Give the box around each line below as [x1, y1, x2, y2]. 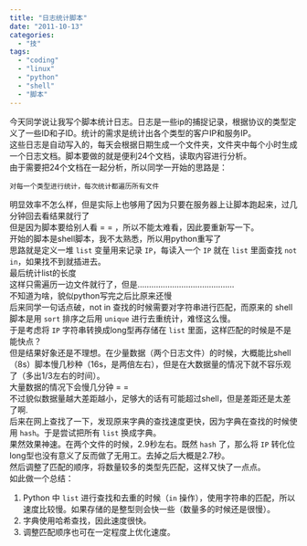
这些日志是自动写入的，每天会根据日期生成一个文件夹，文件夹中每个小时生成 [9, 139, 298, 150]
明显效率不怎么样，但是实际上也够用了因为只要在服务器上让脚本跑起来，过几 [9, 198, 298, 210]
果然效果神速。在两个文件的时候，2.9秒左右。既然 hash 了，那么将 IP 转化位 [9, 438, 295, 449]
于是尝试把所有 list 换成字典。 [44, 426, 162, 438]
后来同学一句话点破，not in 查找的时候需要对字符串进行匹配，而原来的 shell [9, 301, 293, 312]
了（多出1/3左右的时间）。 [9, 370, 105, 381]
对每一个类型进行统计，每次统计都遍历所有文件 [9, 182, 160, 191]
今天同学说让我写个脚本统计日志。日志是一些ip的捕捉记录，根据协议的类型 [9, 116, 289, 127]
